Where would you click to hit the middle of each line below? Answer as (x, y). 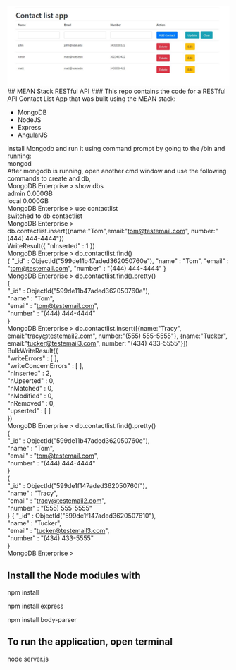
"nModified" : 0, (31, 396)
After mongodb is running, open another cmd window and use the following (117, 171)
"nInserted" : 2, (30, 373)
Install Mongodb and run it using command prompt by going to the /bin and (116, 149)
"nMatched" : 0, (30, 389)
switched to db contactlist (45, 216)
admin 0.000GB (30, 194)
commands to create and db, (49, 178)
